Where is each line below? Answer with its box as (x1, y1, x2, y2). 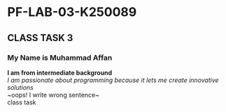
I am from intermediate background (7, 68, 113, 77)
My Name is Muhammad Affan (7, 53, 113, 63)
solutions (7, 83, 34, 91)
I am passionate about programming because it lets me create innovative (7, 76, 219, 84)
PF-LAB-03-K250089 (7, 4, 137, 20)
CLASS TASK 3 (7, 32, 73, 44)
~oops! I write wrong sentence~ (7, 90, 100, 99)
